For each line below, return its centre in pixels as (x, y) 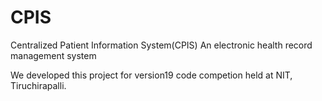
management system (53, 55)
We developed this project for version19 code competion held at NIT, (151, 75)
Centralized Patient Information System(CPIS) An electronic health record (161, 45)
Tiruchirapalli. (38, 85)
